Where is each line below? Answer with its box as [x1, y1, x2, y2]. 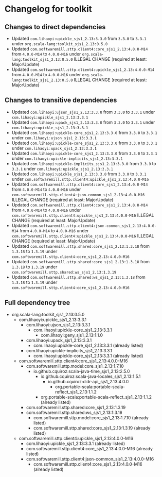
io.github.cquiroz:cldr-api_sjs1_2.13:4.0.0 [48, 378, 129, 384]
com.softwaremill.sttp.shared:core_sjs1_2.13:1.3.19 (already [33, 425, 151, 431]
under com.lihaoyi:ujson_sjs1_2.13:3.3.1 [11, 135, 97, 140]
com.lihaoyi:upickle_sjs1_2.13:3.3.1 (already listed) [26, 441, 125, 446]
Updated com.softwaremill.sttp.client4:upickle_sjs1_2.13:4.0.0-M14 [11, 67, 155, 72]
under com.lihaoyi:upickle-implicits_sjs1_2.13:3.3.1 [11, 155, 123, 161]
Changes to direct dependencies [4, 23, 106, 31]
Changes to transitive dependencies [4, 96, 117, 104]
